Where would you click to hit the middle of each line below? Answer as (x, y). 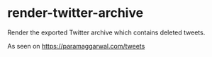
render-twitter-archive (76, 13)
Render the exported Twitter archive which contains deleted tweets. (106, 32)
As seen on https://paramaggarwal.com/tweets (76, 46)
